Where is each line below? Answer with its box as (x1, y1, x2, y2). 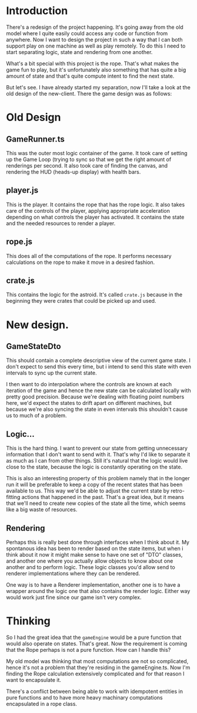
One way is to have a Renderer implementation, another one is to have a (6, 581, 181, 588)
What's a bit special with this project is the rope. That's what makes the (6, 60, 179, 67)
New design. (6, 318, 69, 332)
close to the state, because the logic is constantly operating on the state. (6, 463, 183, 471)
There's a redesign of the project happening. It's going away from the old (6, 24, 183, 31)
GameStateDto (6, 341, 61, 351)
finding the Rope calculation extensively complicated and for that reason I (6, 670, 185, 677)
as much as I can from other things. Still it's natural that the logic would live (6, 457, 188, 464)
